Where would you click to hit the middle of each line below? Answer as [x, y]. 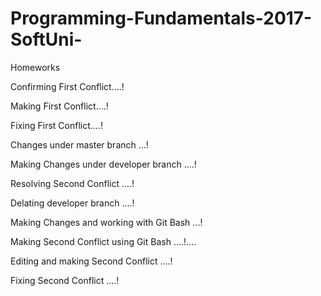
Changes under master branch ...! [79, 144]
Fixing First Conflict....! [56, 125]
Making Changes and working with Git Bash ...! [106, 222]
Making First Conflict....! [59, 106]
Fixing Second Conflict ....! [65, 280]
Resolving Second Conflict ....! [72, 183]
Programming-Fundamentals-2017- [161, 18]
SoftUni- [46, 39]
